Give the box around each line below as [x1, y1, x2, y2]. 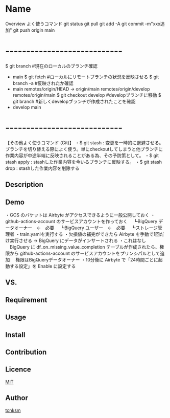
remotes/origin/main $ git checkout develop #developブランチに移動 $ [12, 92, 162, 98]
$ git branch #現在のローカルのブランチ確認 [5, 62, 98, 69]
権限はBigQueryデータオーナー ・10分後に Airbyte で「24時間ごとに [15, 257, 158, 263]
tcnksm [5, 407, 21, 413]
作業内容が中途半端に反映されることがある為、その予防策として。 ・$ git [5, 152, 159, 159]
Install [5, 331, 26, 339]
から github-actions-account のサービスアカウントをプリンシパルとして [9, 250, 160, 256]
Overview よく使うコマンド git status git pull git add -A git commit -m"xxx [5, 20, 161, 27]
